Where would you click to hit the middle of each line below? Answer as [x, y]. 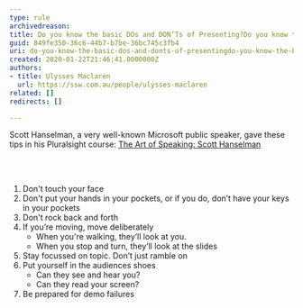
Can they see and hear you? [88, 275]
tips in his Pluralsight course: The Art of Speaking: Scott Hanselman [135, 144]
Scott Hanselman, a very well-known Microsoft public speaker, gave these [147, 135]
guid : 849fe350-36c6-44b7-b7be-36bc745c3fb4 [94, 43]
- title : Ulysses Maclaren [60, 77]
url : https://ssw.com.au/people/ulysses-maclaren [112, 85]
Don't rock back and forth [70, 218]
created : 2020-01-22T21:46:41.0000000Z [84, 59]
